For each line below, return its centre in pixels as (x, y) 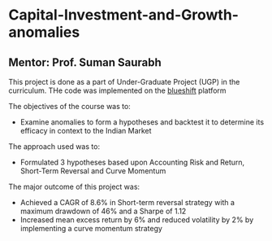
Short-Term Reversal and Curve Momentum (93, 171)
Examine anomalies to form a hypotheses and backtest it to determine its (142, 122)
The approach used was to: (54, 147)
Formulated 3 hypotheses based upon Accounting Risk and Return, (132, 162)
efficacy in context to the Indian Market (86, 131)
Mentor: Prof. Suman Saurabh (85, 62)
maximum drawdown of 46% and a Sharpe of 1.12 (103, 211)
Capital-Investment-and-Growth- (124, 15)
